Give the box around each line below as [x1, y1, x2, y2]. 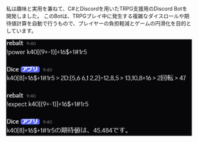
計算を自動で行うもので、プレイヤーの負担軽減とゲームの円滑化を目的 [16, 20, 187, 27]
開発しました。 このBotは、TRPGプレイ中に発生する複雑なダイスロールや [6, 12, 184, 19]
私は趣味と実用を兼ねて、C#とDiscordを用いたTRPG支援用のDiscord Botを [6, 5, 187, 12]
